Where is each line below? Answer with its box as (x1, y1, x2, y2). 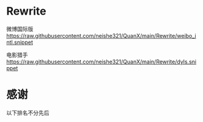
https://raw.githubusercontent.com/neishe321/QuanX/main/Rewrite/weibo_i (6, 32, 197, 39)
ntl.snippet (6, 38, 34, 46)
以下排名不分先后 (6, 109, 50, 117)
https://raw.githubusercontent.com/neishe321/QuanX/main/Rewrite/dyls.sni (6, 58, 197, 65)
